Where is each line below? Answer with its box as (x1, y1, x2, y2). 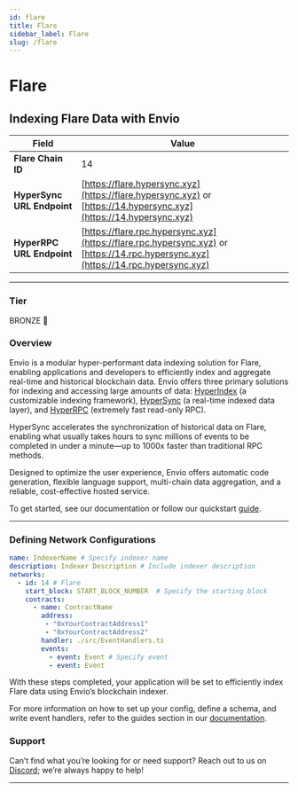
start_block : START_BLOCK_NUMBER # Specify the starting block (25, 586, 268, 595)
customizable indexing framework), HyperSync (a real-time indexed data (9, 395, 275, 405)
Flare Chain (13, 153, 64, 165)
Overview (9, 337, 52, 349)
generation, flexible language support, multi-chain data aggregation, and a (9, 476, 281, 487)
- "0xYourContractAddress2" (44, 628, 149, 637)
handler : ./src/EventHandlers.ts (41, 636, 165, 645)
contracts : (25, 595, 66, 604)
